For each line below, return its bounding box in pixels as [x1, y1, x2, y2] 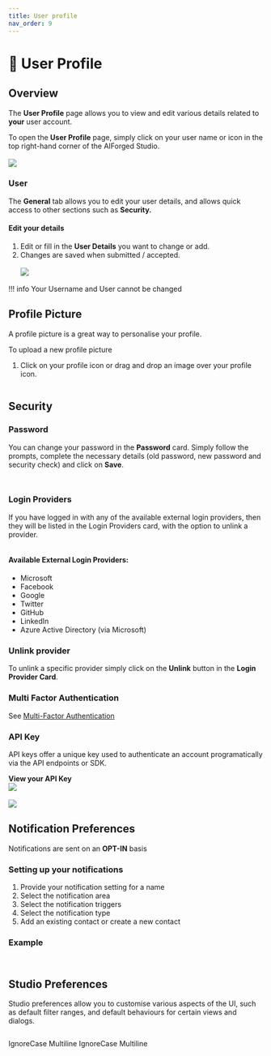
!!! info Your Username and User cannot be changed [8, 284, 182, 293]
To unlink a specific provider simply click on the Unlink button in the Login [8, 664, 256, 673]
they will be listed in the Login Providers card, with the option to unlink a [8, 520, 248, 531]
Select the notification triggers [19, 900, 122, 909]
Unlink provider [8, 645, 70, 656]
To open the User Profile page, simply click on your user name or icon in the [8, 132, 263, 142]
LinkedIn [19, 617, 49, 626]
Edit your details [8, 224, 65, 233]
